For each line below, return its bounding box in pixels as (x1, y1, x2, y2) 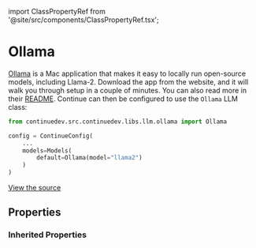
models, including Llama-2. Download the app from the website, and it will (8, 77, 249, 86)
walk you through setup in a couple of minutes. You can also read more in (8, 85, 247, 95)
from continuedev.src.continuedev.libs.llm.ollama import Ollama (8, 118, 227, 126)
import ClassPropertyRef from (8, 7, 106, 16)
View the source (8, 183, 61, 193)
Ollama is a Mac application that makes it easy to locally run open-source (8, 69, 247, 78)
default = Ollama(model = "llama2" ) (36, 154, 143, 162)
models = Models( (22, 146, 72, 155)
